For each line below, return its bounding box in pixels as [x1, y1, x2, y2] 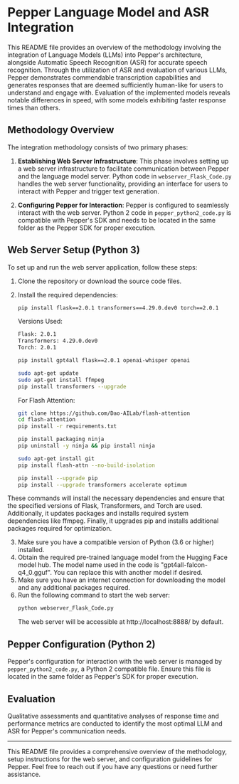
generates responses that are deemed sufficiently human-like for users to [7, 80, 223, 89]
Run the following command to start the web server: [17, 591, 171, 600]
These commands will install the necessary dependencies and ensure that [7, 494, 225, 502]
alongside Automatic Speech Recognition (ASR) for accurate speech [7, 58, 208, 66]
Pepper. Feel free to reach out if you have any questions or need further [7, 762, 218, 770]
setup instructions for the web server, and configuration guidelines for [7, 755, 213, 763]
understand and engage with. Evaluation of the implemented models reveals [7, 88, 230, 97]
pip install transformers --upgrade [17, 383, 127, 390]
